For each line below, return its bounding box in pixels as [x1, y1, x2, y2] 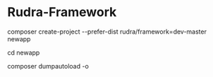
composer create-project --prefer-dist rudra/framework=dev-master [7, 27, 207, 36]
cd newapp [7, 48, 40, 57]
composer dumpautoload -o [7, 62, 90, 70]
